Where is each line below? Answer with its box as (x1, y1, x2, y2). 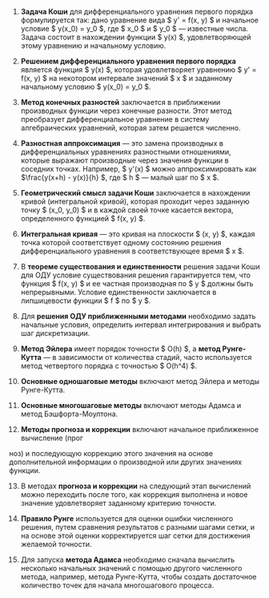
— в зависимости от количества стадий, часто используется (43, 353, 252, 362)
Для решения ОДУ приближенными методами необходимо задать (20, 312, 256, 321)
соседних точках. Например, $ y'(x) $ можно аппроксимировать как (20, 164, 257, 173)
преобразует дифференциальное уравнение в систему (20, 115, 210, 123)
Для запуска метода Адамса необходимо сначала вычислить (20, 555, 235, 564)
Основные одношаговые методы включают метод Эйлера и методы (20, 377, 259, 386)
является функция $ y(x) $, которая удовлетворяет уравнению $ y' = (20, 65, 257, 75)
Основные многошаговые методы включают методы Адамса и (20, 401, 242, 410)
